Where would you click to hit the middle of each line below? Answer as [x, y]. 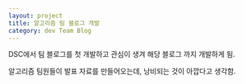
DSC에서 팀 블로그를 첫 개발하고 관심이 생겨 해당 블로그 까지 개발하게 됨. [122, 54]
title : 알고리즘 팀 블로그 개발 [54, 23]
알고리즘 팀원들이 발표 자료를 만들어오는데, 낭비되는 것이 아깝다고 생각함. [122, 71]
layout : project [35, 16]
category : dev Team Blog [50, 30]
